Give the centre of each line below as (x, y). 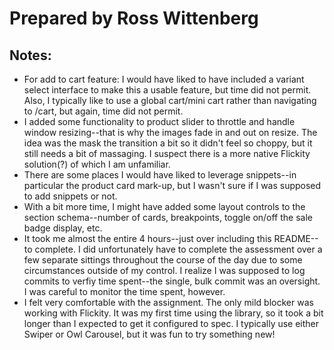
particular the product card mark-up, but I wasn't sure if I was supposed (172, 185)
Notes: (30, 55)
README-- (296, 238)
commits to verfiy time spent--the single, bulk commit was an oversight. (172, 281)
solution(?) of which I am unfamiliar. (97, 164)
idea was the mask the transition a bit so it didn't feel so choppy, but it (168, 143)
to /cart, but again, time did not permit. (103, 111)
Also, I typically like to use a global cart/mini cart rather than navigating (170, 100)
